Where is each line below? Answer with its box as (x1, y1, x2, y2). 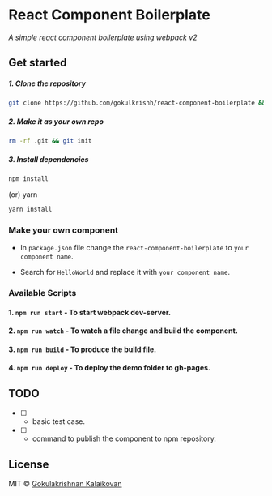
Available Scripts (8, 287, 77, 298)
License (8, 457, 49, 471)
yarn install (8, 205, 53, 213)
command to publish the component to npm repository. (32, 434, 216, 443)
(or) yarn (8, 189, 38, 199)
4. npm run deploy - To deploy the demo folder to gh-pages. (8, 363, 210, 373)
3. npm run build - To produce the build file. (8, 344, 157, 354)
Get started (8, 56, 67, 70)
